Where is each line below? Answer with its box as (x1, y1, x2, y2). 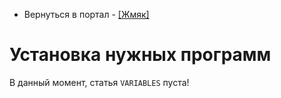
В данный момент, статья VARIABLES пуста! (9, 76, 190, 88)
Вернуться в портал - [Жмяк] (23, 9, 150, 20)
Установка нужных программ (9, 44, 272, 66)
